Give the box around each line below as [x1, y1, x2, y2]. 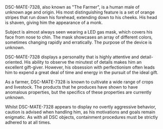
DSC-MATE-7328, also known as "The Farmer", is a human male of [5, 4, 140, 10]
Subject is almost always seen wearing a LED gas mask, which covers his [5, 29, 153, 35]
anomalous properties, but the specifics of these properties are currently [5, 90, 152, 95]
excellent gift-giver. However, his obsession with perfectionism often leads [5, 64, 155, 70]
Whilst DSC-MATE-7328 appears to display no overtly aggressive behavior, [5, 104, 156, 110]
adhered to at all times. [5, 119, 51, 125]
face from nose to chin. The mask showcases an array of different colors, [5, 34, 153, 40]
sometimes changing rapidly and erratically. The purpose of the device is [5, 39, 152, 45]
